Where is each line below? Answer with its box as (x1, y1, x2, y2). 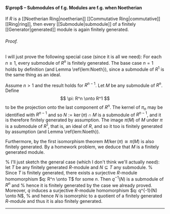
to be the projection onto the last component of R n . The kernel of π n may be (5, 103, 163, 111)
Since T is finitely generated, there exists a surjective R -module (5, 170, 138, 176)
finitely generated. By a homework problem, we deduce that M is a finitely (5, 144, 159, 150)
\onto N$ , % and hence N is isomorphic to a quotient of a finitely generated (5, 193, 162, 199)
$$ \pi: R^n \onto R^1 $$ (60, 96, 110, 102)
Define (5, 88, 19, 94)
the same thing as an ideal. (5, 71, 62, 77)
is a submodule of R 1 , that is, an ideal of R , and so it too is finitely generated (5, 122, 163, 130)
